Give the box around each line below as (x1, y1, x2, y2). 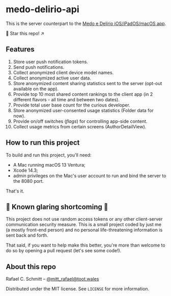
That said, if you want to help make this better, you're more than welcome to (6, 242, 165, 248)
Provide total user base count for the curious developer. (13, 102, 130, 108)
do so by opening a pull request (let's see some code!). (6, 248, 122, 254)
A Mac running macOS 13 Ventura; (13, 162, 85, 168)
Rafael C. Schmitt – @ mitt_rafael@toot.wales (6, 276, 99, 282)
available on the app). (13, 86, 59, 92)
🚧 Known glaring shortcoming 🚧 (6, 202, 108, 211)
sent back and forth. (6, 232, 48, 238)
